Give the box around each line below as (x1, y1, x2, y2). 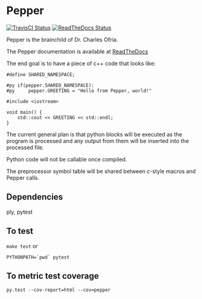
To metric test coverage (6, 271, 99, 281)
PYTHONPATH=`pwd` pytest (6, 254, 70, 260)
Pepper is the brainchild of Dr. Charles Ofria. (6, 36, 118, 43)
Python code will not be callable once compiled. (6, 155, 127, 163)
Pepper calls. (6, 174, 40, 181)
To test (6, 226, 34, 236)
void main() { (6, 109, 43, 115)
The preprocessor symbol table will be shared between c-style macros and (6, 167, 196, 175)
